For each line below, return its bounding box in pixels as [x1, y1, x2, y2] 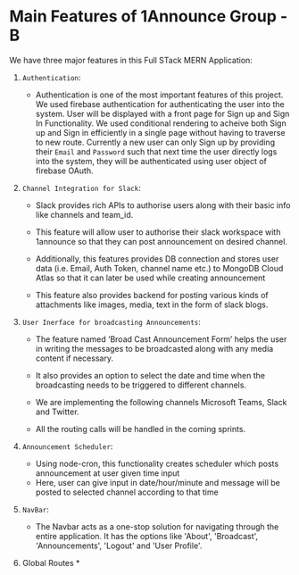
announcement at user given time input [35, 467, 180, 479]
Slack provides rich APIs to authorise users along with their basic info [35, 199, 291, 211]
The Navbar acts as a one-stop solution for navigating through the [35, 521, 279, 532]
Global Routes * [21, 557, 80, 568]
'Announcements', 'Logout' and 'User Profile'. [35, 540, 203, 551]
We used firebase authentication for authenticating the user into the [35, 98, 285, 109]
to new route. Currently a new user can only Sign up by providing [35, 137, 275, 147]
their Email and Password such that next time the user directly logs [35, 146, 278, 157]
